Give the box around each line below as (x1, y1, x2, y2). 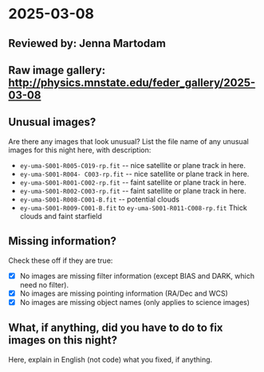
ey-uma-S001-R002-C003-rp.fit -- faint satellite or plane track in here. (19, 186, 246, 195)
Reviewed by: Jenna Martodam (8, 37, 166, 50)
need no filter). (19, 280, 69, 289)
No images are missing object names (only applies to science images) (19, 297, 250, 307)
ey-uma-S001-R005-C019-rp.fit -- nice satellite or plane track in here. (19, 160, 246, 170)
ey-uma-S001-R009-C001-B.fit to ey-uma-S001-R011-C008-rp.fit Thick (19, 202, 247, 212)
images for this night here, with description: (8, 145, 152, 155)
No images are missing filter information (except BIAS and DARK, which (19, 271, 255, 280)
